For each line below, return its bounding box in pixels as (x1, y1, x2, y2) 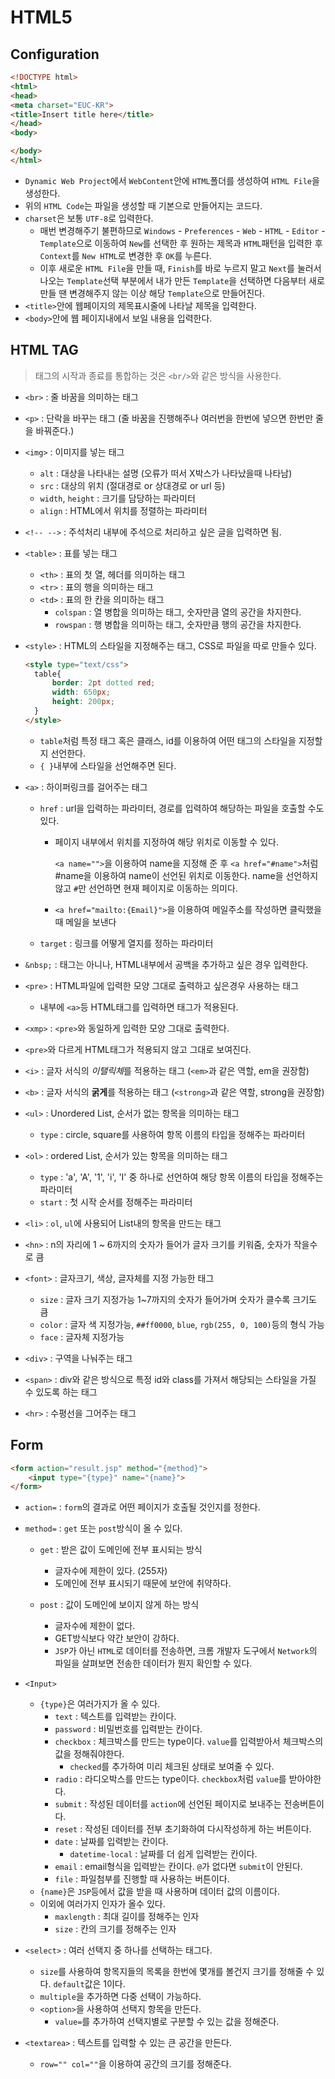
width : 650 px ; (51, 687, 111, 698)
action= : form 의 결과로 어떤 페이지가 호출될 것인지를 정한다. (24, 1501, 261, 1513)
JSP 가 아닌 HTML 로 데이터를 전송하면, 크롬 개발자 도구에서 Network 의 (54, 1645, 318, 1657)
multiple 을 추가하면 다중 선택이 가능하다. (39, 1991, 202, 2003)
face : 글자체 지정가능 (39, 1331, 125, 1343)
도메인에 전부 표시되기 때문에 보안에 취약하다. (54, 1577, 232, 1590)
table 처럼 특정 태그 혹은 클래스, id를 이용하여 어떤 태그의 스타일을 (39, 734, 297, 746)
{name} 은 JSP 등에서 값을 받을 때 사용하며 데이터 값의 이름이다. (39, 1886, 280, 1898)
